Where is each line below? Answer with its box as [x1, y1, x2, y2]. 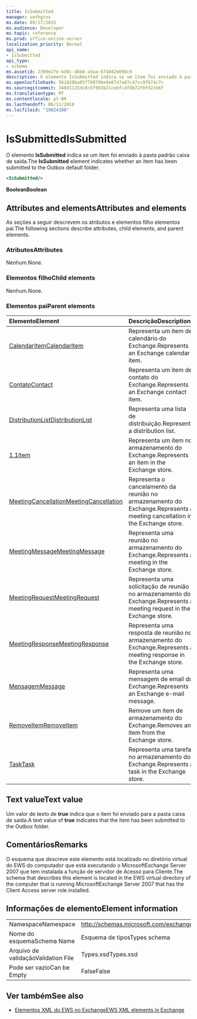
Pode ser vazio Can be [9, 964, 70, 972]
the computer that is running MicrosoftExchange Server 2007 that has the [6, 880, 184, 887]
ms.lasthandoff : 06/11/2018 [6, 101, 75, 107]
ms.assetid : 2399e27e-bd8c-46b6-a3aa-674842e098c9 [6, 69, 133, 75]
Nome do [9, 930, 35, 938]
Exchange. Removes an [128, 721, 192, 729]
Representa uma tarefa [128, 745, 192, 754]
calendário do [128, 334, 167, 342]
